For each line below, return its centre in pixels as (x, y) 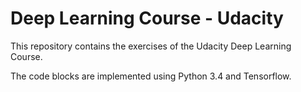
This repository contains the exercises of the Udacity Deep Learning (151, 46)
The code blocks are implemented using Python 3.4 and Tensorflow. (151, 76)
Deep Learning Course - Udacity (147, 18)
